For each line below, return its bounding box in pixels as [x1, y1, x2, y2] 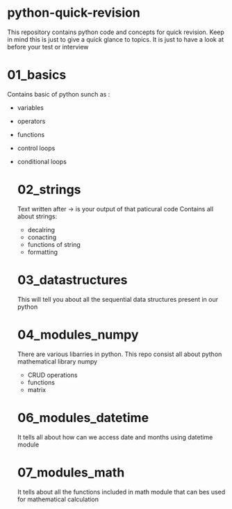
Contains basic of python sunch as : [7, 90, 110, 98]
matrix [27, 385, 47, 394]
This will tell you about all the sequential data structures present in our [17, 295, 219, 303]
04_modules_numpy [17, 327, 139, 342]
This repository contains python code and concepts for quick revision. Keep [7, 28, 224, 36]
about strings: [17, 212, 58, 220]
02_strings [17, 182, 81, 197]
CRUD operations [27, 371, 78, 379]
